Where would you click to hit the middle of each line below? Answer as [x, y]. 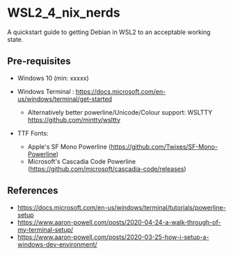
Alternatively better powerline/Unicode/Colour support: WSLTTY [120, 112]
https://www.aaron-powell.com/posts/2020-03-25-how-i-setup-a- [113, 237]
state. [15, 39]
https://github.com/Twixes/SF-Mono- [164, 147]
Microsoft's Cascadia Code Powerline [82, 161]
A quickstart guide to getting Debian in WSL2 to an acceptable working [109, 32]
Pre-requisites [39, 61]
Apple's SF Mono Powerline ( [69, 147]
